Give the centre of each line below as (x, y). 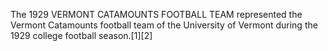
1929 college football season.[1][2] (81, 35)
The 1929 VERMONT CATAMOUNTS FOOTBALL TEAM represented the (156, 14)
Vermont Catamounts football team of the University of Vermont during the (164, 25)
